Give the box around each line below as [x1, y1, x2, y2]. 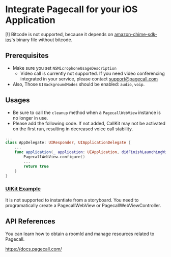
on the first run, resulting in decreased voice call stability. [12, 126, 133, 132]
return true [23, 164, 49, 169]
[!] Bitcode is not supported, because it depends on [5, 31, 113, 37]
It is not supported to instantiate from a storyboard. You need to [5, 197, 139, 203]
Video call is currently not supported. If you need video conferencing [20, 70, 165, 76]
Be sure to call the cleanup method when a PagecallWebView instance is [12, 109, 161, 116]
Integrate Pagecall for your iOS [5, 4, 138, 15]
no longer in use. [12, 115, 48, 121]
